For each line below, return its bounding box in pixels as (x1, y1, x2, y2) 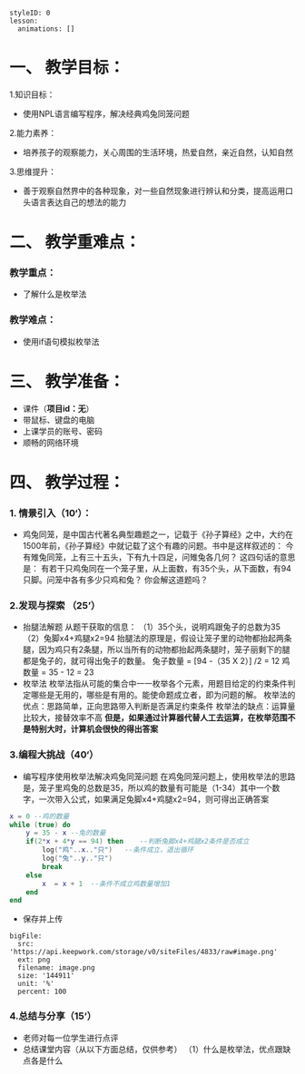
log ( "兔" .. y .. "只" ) (42, 854, 113, 864)
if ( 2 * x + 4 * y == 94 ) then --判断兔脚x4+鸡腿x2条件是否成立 (25, 837, 250, 846)
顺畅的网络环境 (22, 436, 79, 448)
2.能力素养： (9, 127, 57, 138)
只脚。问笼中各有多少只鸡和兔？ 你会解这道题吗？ (22, 574, 209, 585)
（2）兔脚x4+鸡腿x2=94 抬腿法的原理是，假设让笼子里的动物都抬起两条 (22, 633, 292, 644)
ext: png (17, 955, 51, 965)
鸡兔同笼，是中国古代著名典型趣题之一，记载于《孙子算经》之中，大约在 (22, 529, 293, 540)
